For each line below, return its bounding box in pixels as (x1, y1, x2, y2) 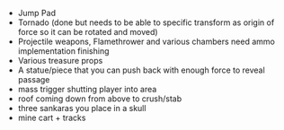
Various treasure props (17, 56, 103, 65)
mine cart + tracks (17, 112, 86, 123)
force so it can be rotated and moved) (17, 27, 159, 37)
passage (17, 74, 50, 84)
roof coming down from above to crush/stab (17, 93, 182, 104)
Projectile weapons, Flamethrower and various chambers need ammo (17, 36, 276, 47)
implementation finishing (17, 46, 110, 56)
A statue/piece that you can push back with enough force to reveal (17, 65, 265, 75)
